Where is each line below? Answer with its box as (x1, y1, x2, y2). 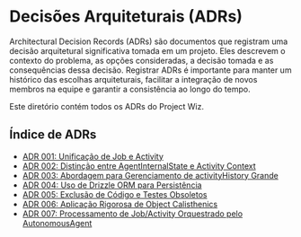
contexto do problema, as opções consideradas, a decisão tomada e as (9, 55, 274, 66)
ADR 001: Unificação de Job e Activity (22, 151, 164, 162)
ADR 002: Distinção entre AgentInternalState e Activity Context (22, 160, 256, 171)
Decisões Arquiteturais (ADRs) (9, 6, 243, 27)
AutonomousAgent (22, 217, 93, 228)
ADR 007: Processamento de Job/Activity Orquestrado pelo (22, 208, 243, 219)
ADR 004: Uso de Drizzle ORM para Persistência (22, 180, 202, 190)
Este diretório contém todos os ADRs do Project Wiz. (9, 101, 205, 111)
